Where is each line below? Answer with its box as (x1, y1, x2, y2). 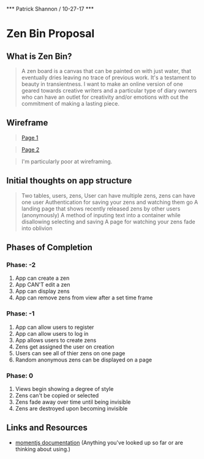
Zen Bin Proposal (6, 27, 95, 40)
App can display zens (15, 288, 70, 295)
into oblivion (21, 224, 53, 232)
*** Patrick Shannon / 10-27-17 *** (6, 6, 94, 12)
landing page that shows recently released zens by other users (21, 205, 181, 212)
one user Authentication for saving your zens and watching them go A (21, 198, 198, 206)
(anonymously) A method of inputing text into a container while (21, 211, 181, 218)
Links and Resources (6, 423, 88, 433)
